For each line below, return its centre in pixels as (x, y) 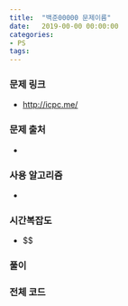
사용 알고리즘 (36, 175)
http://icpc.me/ (50, 105)
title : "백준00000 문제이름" (60, 18)
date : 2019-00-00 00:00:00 (64, 26)
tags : (19, 51)
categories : (32, 34)
